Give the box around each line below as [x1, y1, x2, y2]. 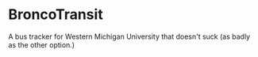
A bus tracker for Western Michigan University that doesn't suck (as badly [8, 32, 251, 41]
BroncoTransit [8, 6, 103, 24]
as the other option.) [8, 40, 75, 49]
